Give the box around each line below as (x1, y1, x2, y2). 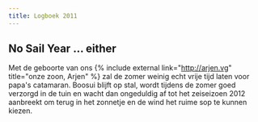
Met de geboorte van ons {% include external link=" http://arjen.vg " (8, 63, 232, 73)
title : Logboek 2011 (8, 11, 78, 20)
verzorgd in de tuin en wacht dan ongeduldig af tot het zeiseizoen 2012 (8, 89, 246, 99)
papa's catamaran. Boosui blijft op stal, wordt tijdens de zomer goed (8, 80, 236, 90)
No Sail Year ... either (8, 42, 117, 56)
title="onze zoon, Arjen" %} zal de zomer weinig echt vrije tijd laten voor (8, 72, 250, 82)
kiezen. (8, 106, 33, 116)
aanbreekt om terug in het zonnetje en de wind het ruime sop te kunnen (8, 98, 247, 107)
